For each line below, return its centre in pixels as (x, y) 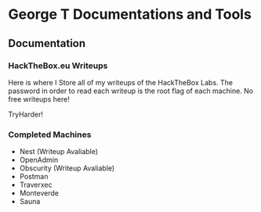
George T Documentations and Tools (130, 14)
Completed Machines (50, 135)
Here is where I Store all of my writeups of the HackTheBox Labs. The (121, 82)
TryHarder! (26, 114)
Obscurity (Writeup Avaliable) (67, 168)
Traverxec (36, 185)
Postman (34, 177)
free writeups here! (39, 99)
